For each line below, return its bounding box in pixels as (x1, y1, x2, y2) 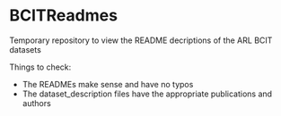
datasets (9, 44, 42, 54)
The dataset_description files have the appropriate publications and (22, 88, 272, 99)
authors (22, 97, 51, 108)
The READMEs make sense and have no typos (22, 79, 194, 89)
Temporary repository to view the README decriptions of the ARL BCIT (9, 35, 273, 46)
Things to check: (9, 62, 72, 72)
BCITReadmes (9, 5, 119, 26)
